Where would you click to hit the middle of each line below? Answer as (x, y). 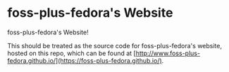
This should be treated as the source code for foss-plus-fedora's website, (114, 45)
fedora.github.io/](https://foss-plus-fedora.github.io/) (85, 60)
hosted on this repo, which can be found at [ (72, 53)
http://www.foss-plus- (168, 53)
